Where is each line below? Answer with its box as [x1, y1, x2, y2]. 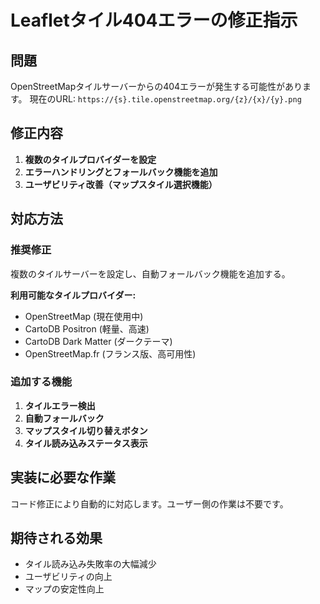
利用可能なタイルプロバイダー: [10, 289, 137, 301]
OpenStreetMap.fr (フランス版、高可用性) [24, 347, 197, 360]
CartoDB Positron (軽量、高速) [24, 322, 150, 335]
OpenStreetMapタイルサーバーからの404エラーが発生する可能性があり [10, 81, 303, 92]
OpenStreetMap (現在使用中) [24, 310, 144, 322]
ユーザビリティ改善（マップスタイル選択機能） [24, 178, 218, 190]
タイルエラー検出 [24, 399, 96, 411]
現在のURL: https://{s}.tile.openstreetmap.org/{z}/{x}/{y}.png [29, 93, 302, 105]
